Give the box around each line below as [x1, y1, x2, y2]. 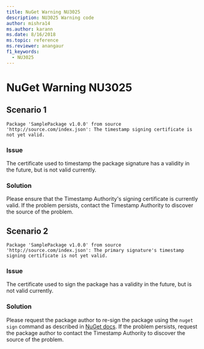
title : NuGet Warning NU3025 [6, 9, 81, 15]
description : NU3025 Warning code [6, 15, 95, 21]
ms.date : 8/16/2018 [6, 32, 56, 38]
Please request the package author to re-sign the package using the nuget [6, 316, 194, 323]
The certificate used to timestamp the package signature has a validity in [6, 159, 190, 167]
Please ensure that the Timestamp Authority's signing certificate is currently [6, 195, 199, 203]
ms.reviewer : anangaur [6, 43, 64, 49]
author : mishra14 [6, 20, 51, 26]
